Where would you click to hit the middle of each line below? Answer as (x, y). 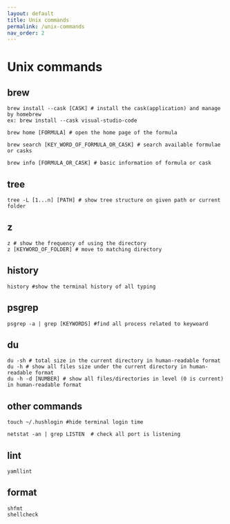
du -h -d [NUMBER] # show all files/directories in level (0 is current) (116, 379)
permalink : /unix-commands (46, 26)
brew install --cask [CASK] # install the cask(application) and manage (114, 109)
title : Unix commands (38, 20)
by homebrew (24, 115)
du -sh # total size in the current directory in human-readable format (114, 361)
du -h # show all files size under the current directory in (97, 367)
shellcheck (23, 514)
